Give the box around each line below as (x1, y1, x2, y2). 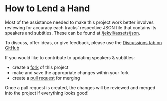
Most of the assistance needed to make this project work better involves (5, 19, 154, 25)
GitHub (5, 45, 20, 51)
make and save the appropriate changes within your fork (12, 69, 129, 75)
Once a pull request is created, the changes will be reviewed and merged (5, 84, 156, 90)
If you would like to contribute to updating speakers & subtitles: (5, 54, 135, 60)
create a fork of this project (12, 64, 69, 70)
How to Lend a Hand (5, 3, 90, 14)
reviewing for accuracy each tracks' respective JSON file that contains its (5, 24, 157, 30)
